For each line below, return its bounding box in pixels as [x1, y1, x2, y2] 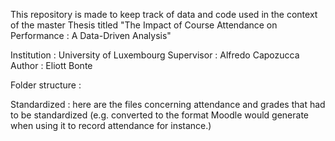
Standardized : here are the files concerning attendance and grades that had [10, 99, 326, 110]
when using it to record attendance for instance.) [10, 120, 212, 131]
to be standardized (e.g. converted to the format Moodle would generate [10, 109, 309, 121]
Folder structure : [10, 79, 82, 91]
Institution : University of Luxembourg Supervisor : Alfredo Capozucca [10, 49, 300, 61]
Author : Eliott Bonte [10, 60, 93, 71]
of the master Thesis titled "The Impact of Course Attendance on [10, 19, 278, 31]
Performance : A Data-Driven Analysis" [10, 30, 172, 41]
